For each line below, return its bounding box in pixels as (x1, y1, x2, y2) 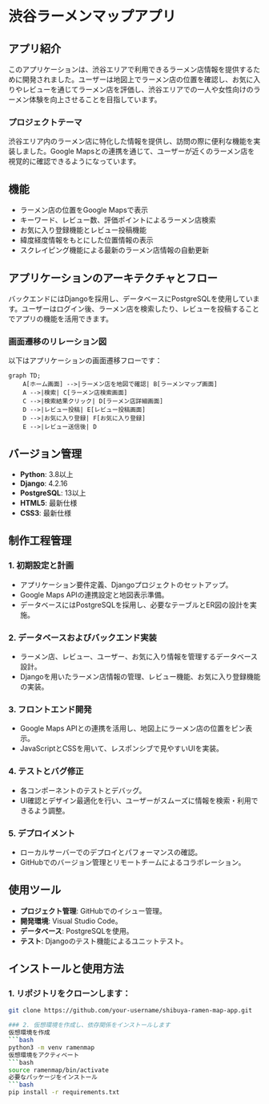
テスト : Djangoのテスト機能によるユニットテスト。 (19, 936, 188, 946)
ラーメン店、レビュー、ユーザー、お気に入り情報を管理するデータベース (19, 652, 258, 662)
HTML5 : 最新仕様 (19, 499, 78, 508)
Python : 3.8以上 (19, 470, 74, 479)
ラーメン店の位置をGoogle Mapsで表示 (19, 206, 149, 215)
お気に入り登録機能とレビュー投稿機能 (19, 226, 147, 235)
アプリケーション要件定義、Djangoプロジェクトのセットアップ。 (19, 580, 233, 589)
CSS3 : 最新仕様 (19, 508, 72, 518)
